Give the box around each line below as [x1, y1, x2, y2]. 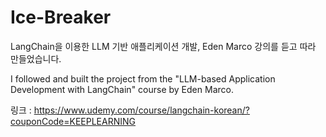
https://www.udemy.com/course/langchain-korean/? [33, 104, 250, 116]
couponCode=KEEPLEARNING [10, 115, 137, 127]
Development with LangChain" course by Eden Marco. [10, 83, 234, 95]
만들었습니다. [10, 52, 62, 65]
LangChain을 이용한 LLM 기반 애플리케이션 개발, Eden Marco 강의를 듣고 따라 [10, 40, 317, 52]
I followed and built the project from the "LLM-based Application [10, 72, 276, 85]
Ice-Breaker [10, 6, 112, 29]
